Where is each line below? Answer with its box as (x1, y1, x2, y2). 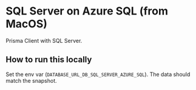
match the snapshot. (5, 77, 57, 84)
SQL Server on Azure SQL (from (5, 4, 168, 18)
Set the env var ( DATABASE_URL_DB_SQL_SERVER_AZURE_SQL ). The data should (5, 71, 191, 78)
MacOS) (5, 17, 48, 31)
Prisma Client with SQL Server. (5, 37, 83, 44)
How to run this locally (5, 54, 92, 65)
